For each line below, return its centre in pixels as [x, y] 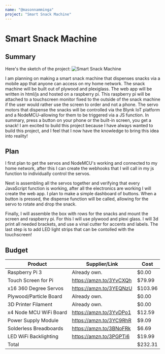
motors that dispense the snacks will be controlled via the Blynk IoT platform [82, 109]
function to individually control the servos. [48, 174]
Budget [16, 250]
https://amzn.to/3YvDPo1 [101, 313]
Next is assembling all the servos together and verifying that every [73, 183]
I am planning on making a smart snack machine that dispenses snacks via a [83, 78]
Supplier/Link [102, 264]
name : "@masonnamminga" [30, 10]
